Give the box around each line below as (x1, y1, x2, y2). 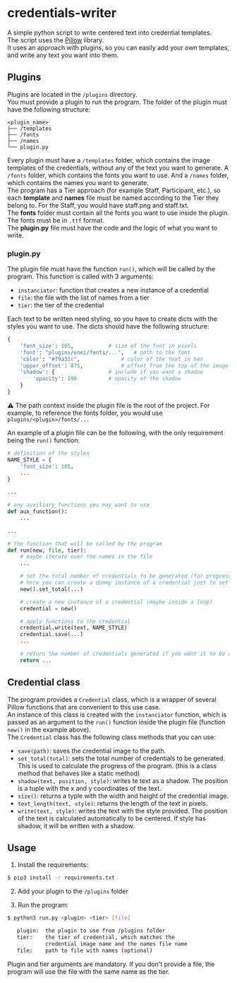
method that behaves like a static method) (17, 769, 140, 777)
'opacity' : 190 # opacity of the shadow (32, 375, 181, 382)
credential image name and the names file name (44, 940, 188, 948)
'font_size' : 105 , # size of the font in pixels (20, 342, 197, 349)
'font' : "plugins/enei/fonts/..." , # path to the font (20, 348, 191, 356)
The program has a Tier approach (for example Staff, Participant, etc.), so (7, 186, 221, 194)
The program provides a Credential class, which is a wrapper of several (7, 695, 217, 704)
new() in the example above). (7, 725, 92, 734)
